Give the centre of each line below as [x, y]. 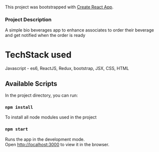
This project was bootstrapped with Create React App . [59, 7]
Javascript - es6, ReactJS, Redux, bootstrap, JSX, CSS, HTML [67, 68]
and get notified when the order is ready [45, 35]
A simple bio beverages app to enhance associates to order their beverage [79, 30]
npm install [19, 107]
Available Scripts [31, 84]
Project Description [28, 19]
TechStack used [38, 55]
